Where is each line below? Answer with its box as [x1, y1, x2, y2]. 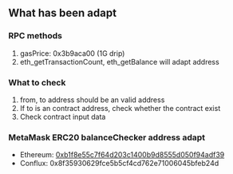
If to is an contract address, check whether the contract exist [19, 103, 221, 113]
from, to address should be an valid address [19, 95, 165, 105]
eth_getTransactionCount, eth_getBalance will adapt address [19, 57, 219, 66]
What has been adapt [8, 6, 117, 20]
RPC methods [8, 30, 62, 42]
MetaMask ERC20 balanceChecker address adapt [8, 132, 206, 143]
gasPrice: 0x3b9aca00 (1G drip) [19, 48, 125, 58]
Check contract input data [19, 112, 106, 121]
